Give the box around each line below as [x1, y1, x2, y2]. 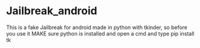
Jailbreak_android [6, 4, 97, 18]
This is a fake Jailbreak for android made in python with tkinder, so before [6, 24, 188, 31]
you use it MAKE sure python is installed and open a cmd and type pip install [6, 30, 195, 37]
